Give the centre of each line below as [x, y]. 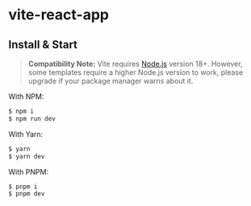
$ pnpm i [23, 187]
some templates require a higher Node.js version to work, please [136, 72]
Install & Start [43, 45]
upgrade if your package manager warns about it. [111, 81]
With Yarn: [26, 134]
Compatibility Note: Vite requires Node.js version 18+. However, [135, 64]
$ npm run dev [32, 118]
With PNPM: [29, 171]
